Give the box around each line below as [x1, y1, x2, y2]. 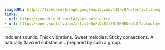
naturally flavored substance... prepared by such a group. [4, 40, 122, 46]
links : [4, 12, 18, 17]
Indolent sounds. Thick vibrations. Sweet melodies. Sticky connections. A [4, 34, 154, 40]
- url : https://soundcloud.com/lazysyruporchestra [4, 16, 111, 21]
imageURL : [4, 7, 25, 12]
